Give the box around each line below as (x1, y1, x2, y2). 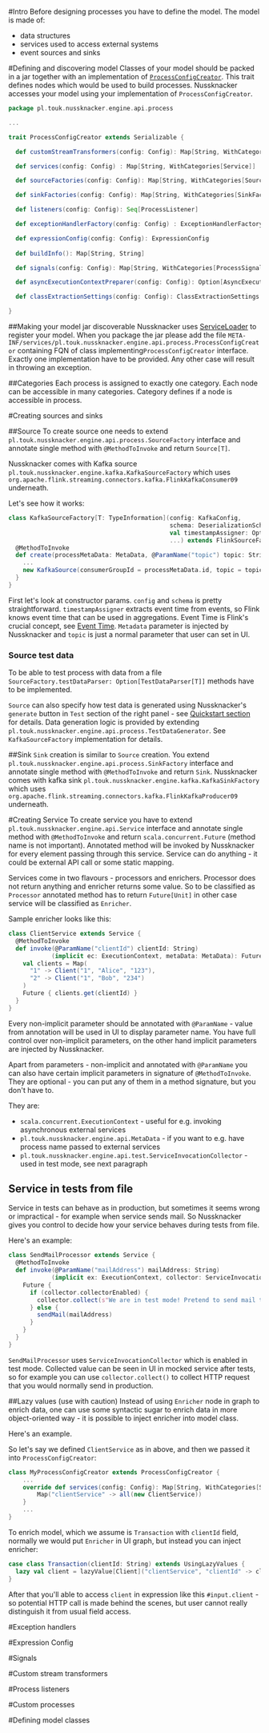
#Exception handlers (8, 1622, 77, 1631)
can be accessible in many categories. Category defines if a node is (8, 387, 233, 396)
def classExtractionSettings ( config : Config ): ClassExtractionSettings (15, 292, 260, 301)
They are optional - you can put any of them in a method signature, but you (8, 1077, 256, 1086)
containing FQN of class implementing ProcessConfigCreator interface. (17, 346, 249, 355)
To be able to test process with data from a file (8, 668, 163, 678)
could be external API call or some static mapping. (8, 857, 175, 868)
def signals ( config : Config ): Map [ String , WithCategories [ (15, 264, 217, 272)
